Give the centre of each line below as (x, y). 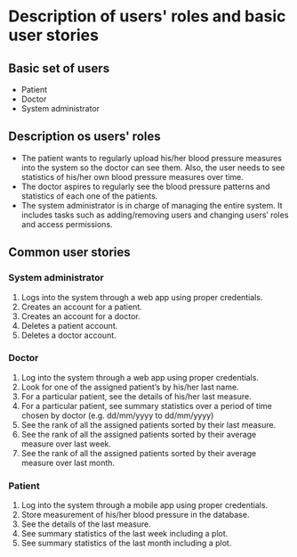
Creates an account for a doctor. (80, 316)
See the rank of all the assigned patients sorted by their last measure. (148, 424)
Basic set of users (59, 68)
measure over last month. (68, 463)
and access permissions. (67, 224)
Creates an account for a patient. (82, 307)
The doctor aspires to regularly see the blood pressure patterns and (145, 186)
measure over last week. (66, 444)
